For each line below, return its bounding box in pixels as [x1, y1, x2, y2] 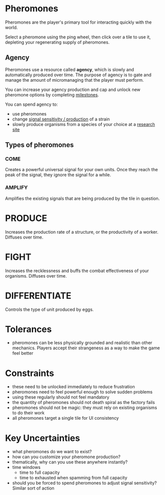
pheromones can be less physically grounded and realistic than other [12, 340, 153, 346]
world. [5, 24, 18, 30]
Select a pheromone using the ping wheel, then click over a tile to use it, [5, 34, 151, 40]
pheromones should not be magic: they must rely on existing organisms [12, 404, 157, 411]
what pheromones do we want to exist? [12, 449, 92, 455]
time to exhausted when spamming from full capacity [19, 475, 128, 481]
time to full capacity [19, 469, 60, 475]
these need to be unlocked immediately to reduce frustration [12, 384, 135, 390]
